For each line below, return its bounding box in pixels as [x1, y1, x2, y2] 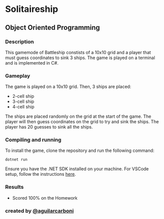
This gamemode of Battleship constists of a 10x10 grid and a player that [5, 49, 151, 55]
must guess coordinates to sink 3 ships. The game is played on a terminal [5, 55, 155, 61]
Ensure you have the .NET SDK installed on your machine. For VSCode [5, 166, 149, 172]
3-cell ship [12, 98, 35, 105]
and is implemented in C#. [5, 60, 58, 66]
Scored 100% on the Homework [12, 195, 78, 201]
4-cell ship [12, 104, 35, 110]
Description [5, 38, 34, 45]
